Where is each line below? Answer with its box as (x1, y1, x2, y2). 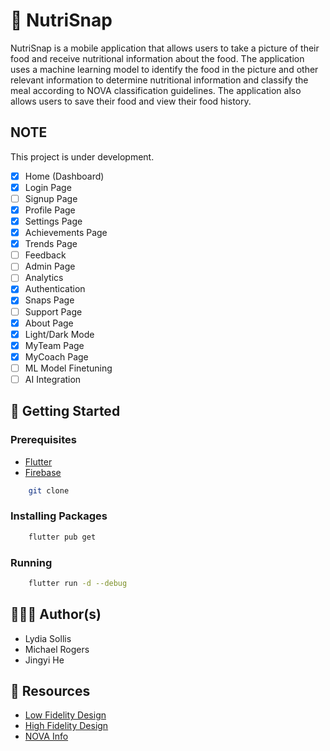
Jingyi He (24, 654, 65, 666)
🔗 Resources (10, 683, 91, 700)
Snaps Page (24, 294, 75, 306)
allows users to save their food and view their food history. (10, 95, 252, 107)
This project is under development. (10, 150, 155, 163)
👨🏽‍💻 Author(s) (10, 606, 102, 623)
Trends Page (24, 238, 78, 250)
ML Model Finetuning (24, 362, 113, 374)
